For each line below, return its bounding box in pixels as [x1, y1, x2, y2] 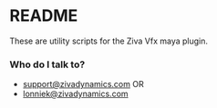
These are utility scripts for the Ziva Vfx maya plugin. [9, 35, 208, 46]
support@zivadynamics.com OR [22, 79, 144, 90]
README [9, 5, 78, 26]
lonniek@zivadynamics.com [22, 88, 129, 100]
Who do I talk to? [9, 58, 86, 71]
